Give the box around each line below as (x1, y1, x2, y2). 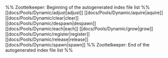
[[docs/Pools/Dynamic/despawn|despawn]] (5, 20, 96, 26)
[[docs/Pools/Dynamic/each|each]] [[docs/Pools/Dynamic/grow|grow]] (5, 26, 153, 32)
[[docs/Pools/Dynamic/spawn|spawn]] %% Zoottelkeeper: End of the (5, 42, 150, 47)
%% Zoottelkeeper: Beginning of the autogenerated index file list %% (5, 5, 150, 10)
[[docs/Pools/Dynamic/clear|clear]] (5, 15, 79, 21)
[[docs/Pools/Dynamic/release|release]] (5, 36, 89, 42)
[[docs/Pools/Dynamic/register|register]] (5, 31, 90, 37)
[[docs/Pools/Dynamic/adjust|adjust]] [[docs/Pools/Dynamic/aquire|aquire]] (5, 10, 163, 16)
